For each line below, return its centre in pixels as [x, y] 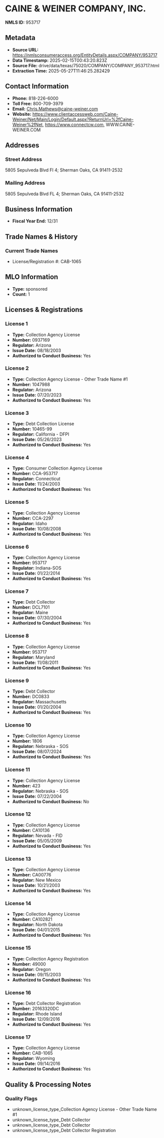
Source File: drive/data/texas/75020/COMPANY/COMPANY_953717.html [86, 65]
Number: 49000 [29, 964]
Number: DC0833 [31, 696]
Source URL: [25, 49]
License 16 [18, 993]
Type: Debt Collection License [43, 424]
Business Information [39, 209]
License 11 [18, 770]
